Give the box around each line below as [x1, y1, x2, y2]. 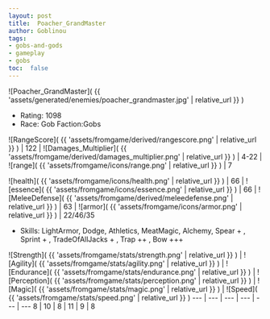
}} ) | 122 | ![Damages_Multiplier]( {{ [8, 143, 127, 153]
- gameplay [8, 49, 45, 57]
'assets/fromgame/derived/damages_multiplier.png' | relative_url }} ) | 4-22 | [8, 151, 263, 161]
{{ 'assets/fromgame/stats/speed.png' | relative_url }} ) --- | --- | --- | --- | [8, 292, 255, 302]
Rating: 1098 [19, 110, 62, 120]
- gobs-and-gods [8, 42, 63, 50]
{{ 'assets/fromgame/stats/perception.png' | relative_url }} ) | [53, 275, 256, 285]
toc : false [8, 64, 48, 72]
